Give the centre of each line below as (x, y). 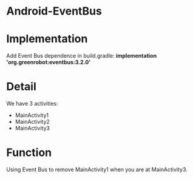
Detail (21, 87)
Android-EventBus (54, 11)
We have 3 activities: (32, 104)
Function (29, 153)
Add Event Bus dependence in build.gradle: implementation (81, 56)
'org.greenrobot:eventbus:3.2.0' (49, 62)
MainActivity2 (32, 122)
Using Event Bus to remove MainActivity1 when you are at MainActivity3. (97, 169)
